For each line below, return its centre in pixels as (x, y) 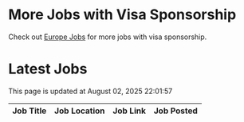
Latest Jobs (48, 69)
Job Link (129, 111)
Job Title (30, 111)
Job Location (80, 111)
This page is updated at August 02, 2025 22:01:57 (91, 91)
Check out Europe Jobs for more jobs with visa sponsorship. (108, 37)
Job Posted (175, 111)
